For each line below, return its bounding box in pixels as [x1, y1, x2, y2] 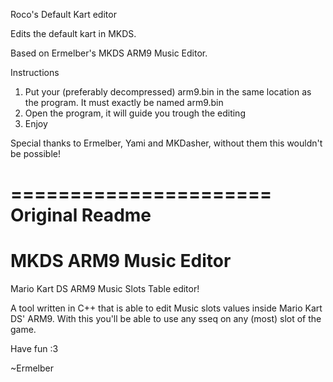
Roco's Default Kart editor [10, 9, 117, 20]
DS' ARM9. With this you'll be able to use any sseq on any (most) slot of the [10, 313, 322, 325]
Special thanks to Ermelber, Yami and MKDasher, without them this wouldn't [10, 137, 323, 149]
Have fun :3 [10, 343, 59, 355]
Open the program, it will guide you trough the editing [24, 107, 246, 119]
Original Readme [10, 204, 152, 227]
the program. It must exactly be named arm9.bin [24, 97, 224, 108]
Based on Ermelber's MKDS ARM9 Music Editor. [10, 47, 208, 59]
